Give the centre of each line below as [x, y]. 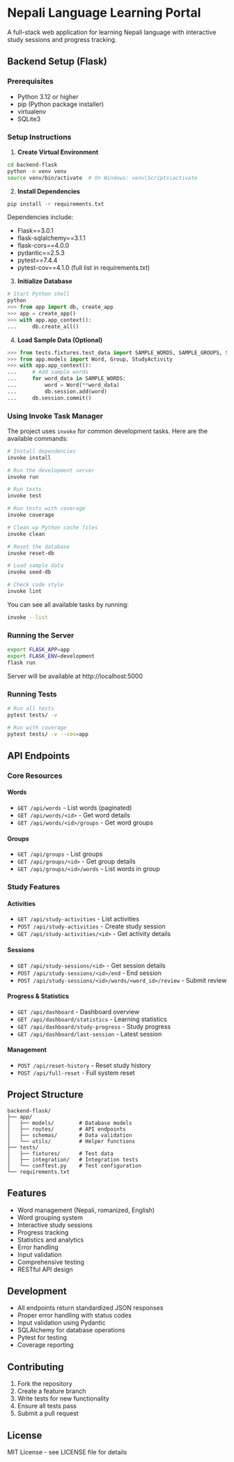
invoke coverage [31, 515]
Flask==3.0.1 [35, 231]
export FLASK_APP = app [39, 650]
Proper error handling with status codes [75, 1316]
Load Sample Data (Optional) [60, 340]
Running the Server [41, 635]
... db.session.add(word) [57, 391]
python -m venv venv [37, 171]
